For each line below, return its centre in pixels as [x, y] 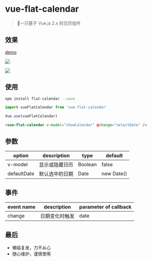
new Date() [114, 174]
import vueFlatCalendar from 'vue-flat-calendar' [57, 108]
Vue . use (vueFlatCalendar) [31, 116]
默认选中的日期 [56, 174]
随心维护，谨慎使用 [31, 254]
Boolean [87, 164]
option [21, 155]
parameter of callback [105, 207]
